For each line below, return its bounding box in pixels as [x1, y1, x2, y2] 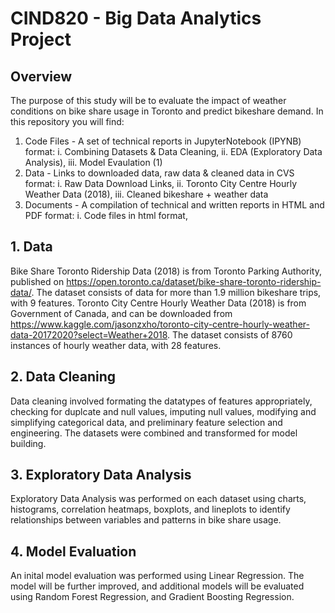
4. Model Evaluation [10, 543, 137, 560]
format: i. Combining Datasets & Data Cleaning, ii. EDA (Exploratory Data [24, 146, 323, 157]
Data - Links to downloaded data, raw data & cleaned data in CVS [24, 167, 295, 179]
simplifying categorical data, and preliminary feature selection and [10, 416, 283, 428]
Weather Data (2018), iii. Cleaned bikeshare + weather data [24, 188, 269, 200]
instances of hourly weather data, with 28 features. [10, 339, 222, 351]
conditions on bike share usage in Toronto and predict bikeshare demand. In [10, 105, 324, 117]
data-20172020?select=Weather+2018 [10, 328, 168, 341]
